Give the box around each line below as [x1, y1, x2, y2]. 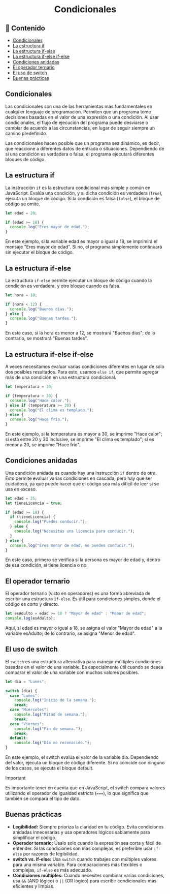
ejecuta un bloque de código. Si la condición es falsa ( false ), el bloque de [5, 195, 160, 201]
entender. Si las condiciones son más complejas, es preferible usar [12, 845, 153, 851]
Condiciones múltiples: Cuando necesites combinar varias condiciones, [12, 872, 165, 878]
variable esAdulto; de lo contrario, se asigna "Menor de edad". [5, 630, 136, 636]
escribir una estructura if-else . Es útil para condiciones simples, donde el [5, 596, 161, 602]
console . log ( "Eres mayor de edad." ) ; [10, 225, 90, 230]
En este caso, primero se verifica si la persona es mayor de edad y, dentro [5, 557, 161, 563]
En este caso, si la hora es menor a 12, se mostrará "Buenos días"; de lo [5, 330, 156, 336]
